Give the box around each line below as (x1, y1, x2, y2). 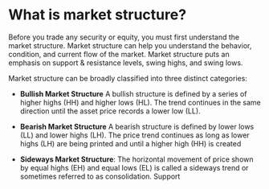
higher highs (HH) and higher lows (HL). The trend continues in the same (19, 97, 261, 107)
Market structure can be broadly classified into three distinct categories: (8, 73, 247, 83)
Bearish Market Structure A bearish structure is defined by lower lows (19, 121, 255, 131)
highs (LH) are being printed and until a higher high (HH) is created (19, 138, 242, 148)
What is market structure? (8, 6, 187, 24)
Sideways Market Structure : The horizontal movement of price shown (19, 154, 255, 164)
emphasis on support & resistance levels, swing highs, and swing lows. (8, 58, 243, 68)
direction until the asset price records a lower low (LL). (19, 106, 201, 116)
